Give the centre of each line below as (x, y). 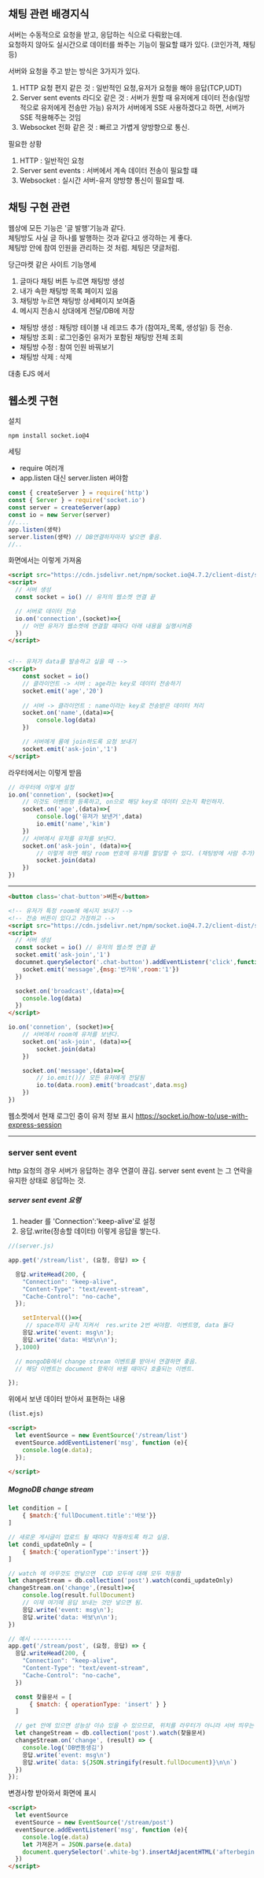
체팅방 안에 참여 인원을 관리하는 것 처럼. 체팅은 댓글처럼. (94, 247)
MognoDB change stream (51, 1489)
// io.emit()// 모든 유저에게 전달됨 (91, 1078)
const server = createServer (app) (65, 508)
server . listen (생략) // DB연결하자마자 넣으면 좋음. (86, 537)
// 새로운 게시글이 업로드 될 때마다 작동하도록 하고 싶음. (90, 1537)
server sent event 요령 (45, 1200)
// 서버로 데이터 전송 (46, 611)
